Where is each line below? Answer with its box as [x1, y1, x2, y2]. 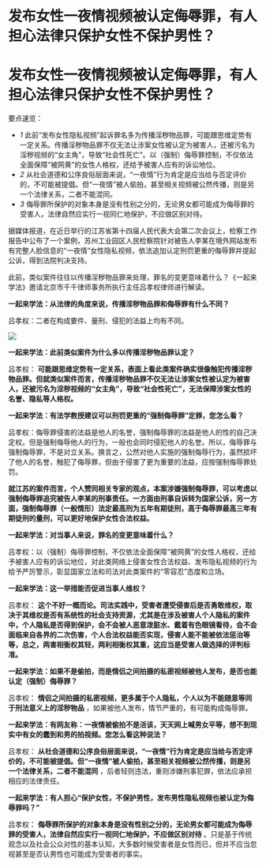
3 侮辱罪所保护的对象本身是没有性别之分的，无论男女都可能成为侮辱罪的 [19, 199, 255, 209]
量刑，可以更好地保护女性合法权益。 [35, 514, 154, 523]
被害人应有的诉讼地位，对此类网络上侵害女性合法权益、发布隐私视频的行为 [14, 557, 257, 567]
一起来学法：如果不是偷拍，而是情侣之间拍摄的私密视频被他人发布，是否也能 [8, 667, 257, 676]
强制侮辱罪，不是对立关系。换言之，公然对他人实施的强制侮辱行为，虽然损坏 [8, 447, 257, 457]
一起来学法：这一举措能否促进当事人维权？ [8, 584, 147, 593]
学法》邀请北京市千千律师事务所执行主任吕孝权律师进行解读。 [8, 282, 209, 292]
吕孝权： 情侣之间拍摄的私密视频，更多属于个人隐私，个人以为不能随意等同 [8, 693, 253, 703]
